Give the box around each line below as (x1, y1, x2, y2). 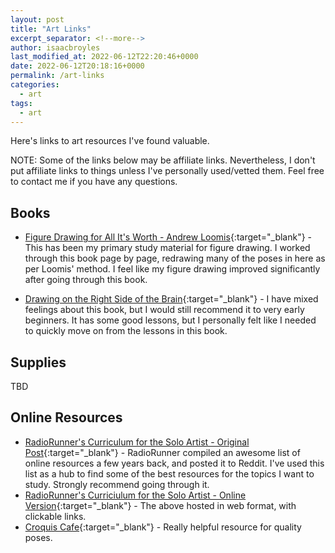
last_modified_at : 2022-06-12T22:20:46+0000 (10, 52, 199, 62)
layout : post (10, 14, 65, 25)
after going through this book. (24, 274, 148, 286)
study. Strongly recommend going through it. (24, 478, 210, 490)
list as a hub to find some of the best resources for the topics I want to (24, 467, 315, 480)
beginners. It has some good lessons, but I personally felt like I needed (24, 314, 317, 326)
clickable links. (24, 510, 87, 522)
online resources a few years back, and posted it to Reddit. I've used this (24, 457, 325, 469)
